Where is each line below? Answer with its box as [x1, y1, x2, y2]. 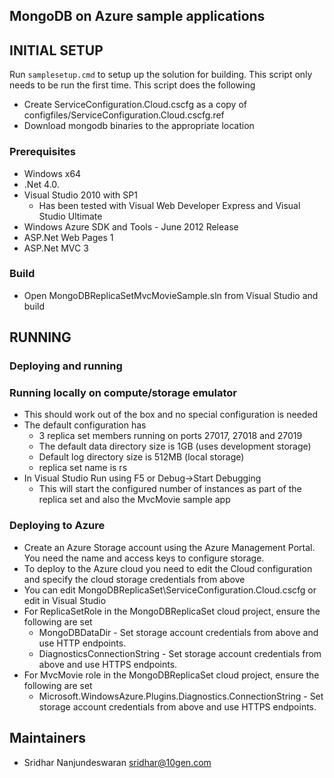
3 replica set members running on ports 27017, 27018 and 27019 [38, 430, 303, 442]
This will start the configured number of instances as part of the [38, 483, 302, 495]
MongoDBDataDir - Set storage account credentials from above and [38, 626, 319, 638]
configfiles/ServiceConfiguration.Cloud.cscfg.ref [23, 109, 225, 121]
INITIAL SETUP [9, 42, 104, 59]
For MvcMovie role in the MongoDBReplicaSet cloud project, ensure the [23, 669, 320, 681]
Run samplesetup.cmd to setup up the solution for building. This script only [9, 69, 313, 81]
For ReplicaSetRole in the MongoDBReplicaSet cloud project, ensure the [23, 605, 321, 617]
